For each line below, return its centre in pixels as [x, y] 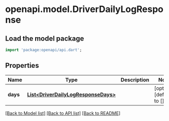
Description [135, 80]
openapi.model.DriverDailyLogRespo [84, 9]
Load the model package [45, 38]
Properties [22, 66]
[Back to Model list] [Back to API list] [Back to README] [63, 113]
